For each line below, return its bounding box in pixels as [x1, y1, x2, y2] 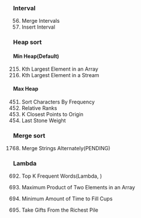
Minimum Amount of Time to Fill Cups [21, 195, 113, 202]
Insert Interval [21, 23, 56, 30]
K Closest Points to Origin [21, 110, 84, 117]
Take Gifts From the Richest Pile [21, 206, 99, 214]
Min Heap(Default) [13, 53, 60, 60]
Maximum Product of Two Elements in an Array [21, 184, 136, 191]
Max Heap [13, 85, 39, 92]
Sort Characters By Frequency [21, 98, 95, 105]
